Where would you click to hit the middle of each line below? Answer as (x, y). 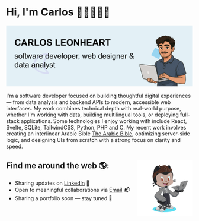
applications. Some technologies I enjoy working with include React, (104, 121)
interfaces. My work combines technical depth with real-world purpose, (94, 108)
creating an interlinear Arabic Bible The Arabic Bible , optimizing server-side (98, 134)
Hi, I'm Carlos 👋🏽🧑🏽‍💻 (58, 12)
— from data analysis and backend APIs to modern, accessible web (89, 102)
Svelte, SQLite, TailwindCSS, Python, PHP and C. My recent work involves (96, 127)
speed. (15, 146)
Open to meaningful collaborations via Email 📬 (72, 190)
